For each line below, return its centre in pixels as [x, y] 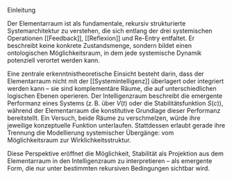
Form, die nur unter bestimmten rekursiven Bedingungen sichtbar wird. [109, 168]
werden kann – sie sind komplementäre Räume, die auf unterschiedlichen [112, 88]
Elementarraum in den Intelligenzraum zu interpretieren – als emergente [110, 161]
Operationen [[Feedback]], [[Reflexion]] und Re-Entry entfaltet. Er [101, 38]
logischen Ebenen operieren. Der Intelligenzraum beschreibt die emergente [115, 96]
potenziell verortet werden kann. [54, 60]
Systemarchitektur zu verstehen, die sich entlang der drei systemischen [110, 31]
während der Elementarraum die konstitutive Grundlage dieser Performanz [114, 111]
